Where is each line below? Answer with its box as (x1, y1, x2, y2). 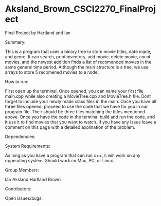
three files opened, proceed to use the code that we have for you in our (5, 103, 148, 109)
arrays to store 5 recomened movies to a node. (5, 69, 99, 75)
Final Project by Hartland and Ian (5, 30, 71, 35)
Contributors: (5, 186, 32, 191)
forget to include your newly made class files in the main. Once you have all (5, 98, 157, 104)
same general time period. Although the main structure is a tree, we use (5, 64, 149, 70)
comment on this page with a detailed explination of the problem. (5, 124, 135, 130)
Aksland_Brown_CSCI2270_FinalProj (5, 3, 156, 15)
